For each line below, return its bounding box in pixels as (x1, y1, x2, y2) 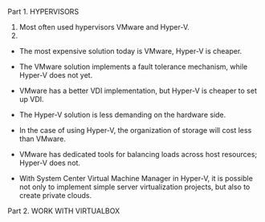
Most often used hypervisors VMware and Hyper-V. (18, 22, 190, 31)
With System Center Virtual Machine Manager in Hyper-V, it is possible (18, 174, 254, 183)
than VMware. (18, 134, 66, 143)
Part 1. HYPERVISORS (7, 7, 79, 16)
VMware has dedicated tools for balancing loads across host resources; (18, 150, 258, 159)
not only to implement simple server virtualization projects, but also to (18, 182, 251, 192)
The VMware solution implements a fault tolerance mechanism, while (18, 62, 248, 71)
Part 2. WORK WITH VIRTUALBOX (7, 206, 120, 216)
